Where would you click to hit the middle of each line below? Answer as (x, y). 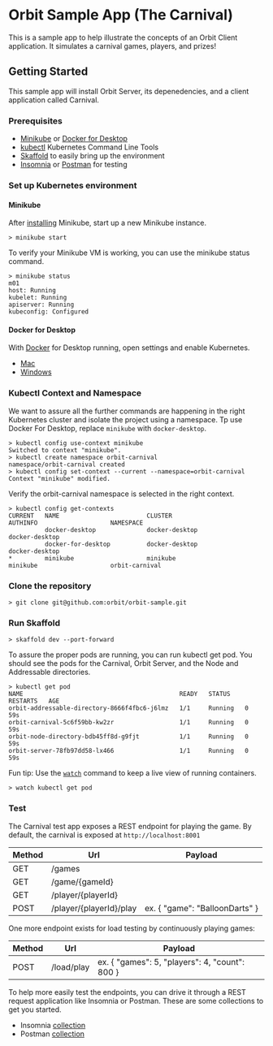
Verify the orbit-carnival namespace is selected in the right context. (121, 494)
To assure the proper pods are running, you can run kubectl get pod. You (131, 655)
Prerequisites (35, 121)
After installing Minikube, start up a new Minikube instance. (108, 223)
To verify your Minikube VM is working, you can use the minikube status (129, 253)
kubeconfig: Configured (49, 312)
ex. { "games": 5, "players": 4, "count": (171, 962)
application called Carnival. (54, 100)
